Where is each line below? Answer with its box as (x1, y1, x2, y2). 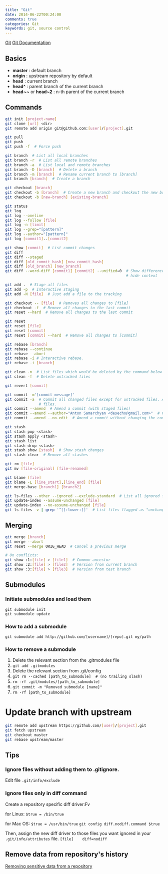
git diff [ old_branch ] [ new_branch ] (5, 264, 81, 269)
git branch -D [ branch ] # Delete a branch (5, 167, 97, 172)
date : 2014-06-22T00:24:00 (5, 12, 61, 17)
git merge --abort (5, 539, 43, 544)
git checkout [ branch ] (5, 186, 52, 191)
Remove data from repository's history (5, 850, 128, 858)
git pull (5, 135, 23, 140)
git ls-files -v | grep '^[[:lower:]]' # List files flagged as (5, 507, 144, 513)
